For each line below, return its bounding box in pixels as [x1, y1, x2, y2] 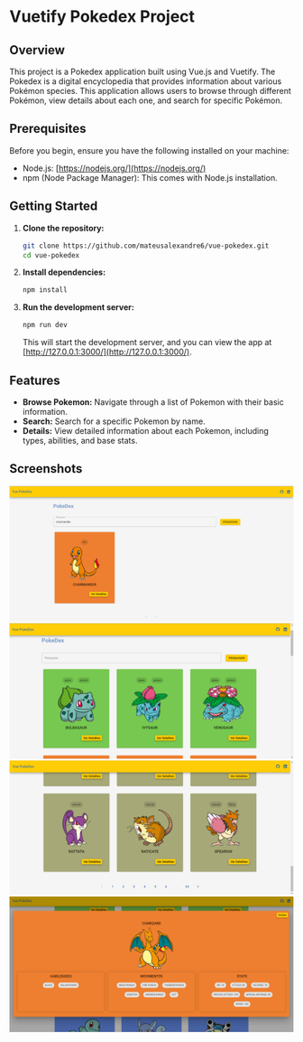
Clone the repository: [22, 222, 105, 233]
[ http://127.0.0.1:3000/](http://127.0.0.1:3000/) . [22, 346, 192, 358]
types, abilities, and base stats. [22, 435, 138, 446]
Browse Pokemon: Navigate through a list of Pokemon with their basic [22, 396, 284, 408]
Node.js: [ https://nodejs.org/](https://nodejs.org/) [22, 163, 207, 174]
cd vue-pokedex [22, 250, 80, 259]
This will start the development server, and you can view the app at [22, 337, 272, 348]
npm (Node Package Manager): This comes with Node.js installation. [22, 172, 278, 183]
